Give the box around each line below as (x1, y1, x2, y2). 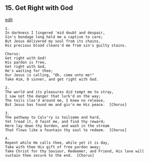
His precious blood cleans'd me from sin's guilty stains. (5, 43, 127, 48)
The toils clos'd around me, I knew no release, (5, 98, 105, 103)
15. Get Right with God (5, 4, 73, 12)
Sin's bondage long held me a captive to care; (5, 34, 103, 39)
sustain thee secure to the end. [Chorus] (5, 153, 95, 158)
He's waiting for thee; (5, 68, 53, 73)
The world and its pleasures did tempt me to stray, (5, 89, 114, 94)
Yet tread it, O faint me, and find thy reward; (5, 119, 105, 124)
